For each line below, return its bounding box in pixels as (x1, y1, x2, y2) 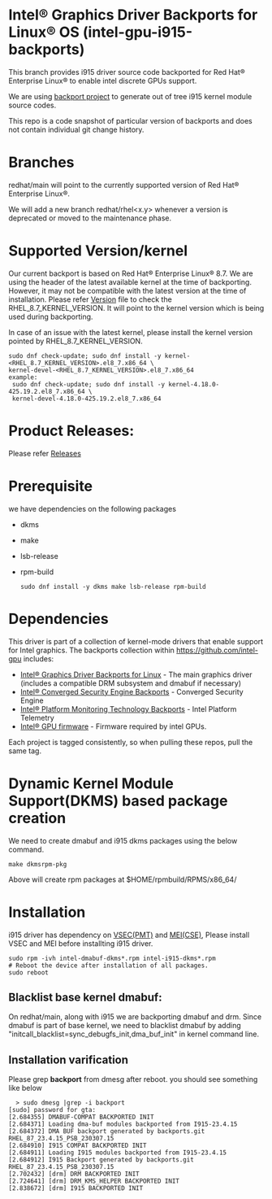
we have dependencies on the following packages (8, 504, 177, 513)
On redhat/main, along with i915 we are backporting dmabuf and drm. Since (8, 1012, 262, 1022)
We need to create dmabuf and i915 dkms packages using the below (8, 835, 238, 845)
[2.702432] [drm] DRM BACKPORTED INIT (8, 1170, 140, 1179)
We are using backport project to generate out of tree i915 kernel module (8, 91, 253, 101)
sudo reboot (8, 968, 49, 977)
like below (8, 1083, 42, 1093)
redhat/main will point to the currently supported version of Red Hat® (8, 180, 240, 190)
